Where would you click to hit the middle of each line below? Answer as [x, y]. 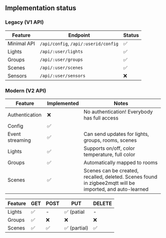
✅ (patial [74, 212]
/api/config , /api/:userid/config [79, 43]
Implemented [63, 103]
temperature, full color [109, 154]
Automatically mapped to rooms [121, 162]
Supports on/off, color [109, 148]
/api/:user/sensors [62, 76]
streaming [19, 140]
